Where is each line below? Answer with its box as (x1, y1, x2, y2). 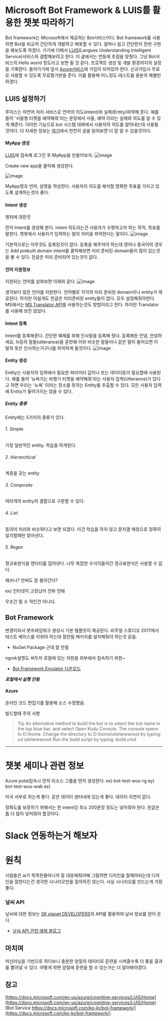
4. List (5, 510, 18, 516)
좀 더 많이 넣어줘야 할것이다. (5, 810, 60, 816)
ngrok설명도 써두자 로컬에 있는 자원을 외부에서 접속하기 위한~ (5, 655, 125, 661)
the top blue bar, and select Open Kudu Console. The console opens (17, 725, 158, 732)
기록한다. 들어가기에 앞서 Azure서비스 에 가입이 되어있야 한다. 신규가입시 (10, 66, 151, 72)
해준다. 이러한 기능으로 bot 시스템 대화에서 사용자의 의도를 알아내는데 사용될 (10, 121, 158, 127)
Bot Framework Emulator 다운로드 (12, 665, 81, 672)
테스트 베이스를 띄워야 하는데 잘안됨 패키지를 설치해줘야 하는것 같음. (5, 634, 137, 640)
